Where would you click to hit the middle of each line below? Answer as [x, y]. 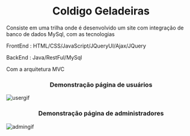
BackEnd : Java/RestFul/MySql [44, 57]
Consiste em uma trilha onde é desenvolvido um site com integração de [95, 28]
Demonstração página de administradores [101, 114]
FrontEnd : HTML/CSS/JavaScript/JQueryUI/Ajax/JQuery [76, 46]
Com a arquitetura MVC [35, 69]
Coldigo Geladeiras [101, 11]
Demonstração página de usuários [101, 84]
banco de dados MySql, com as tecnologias [61, 34]
